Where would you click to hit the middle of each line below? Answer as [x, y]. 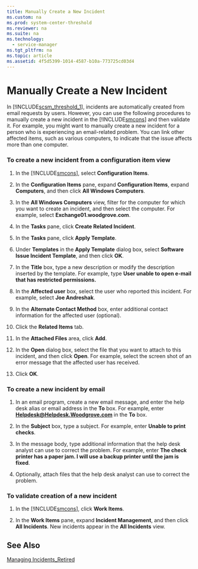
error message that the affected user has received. [77, 362]
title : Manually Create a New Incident [56, 12]
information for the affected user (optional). [68, 315]
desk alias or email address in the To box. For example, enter [90, 408]
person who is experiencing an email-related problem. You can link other [95, 132]
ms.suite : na [23, 34]
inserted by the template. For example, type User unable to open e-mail [103, 273]
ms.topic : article [29, 56]
